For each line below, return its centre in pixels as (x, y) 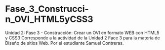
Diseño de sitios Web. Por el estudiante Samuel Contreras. (64, 43)
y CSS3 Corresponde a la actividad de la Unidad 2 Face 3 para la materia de (82, 38)
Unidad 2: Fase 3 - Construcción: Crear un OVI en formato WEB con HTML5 (82, 33)
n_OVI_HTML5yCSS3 (49, 19)
